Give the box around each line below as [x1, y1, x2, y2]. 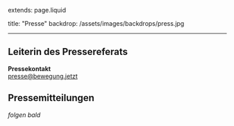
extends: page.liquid [8, 6, 67, 14]
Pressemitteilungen [8, 92, 94, 104]
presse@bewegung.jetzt [8, 72, 78, 80]
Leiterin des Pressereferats [8, 46, 128, 58]
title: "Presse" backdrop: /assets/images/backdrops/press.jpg [8, 19, 185, 27]
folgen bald [8, 111, 41, 119]
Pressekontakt [8, 64, 51, 72]
